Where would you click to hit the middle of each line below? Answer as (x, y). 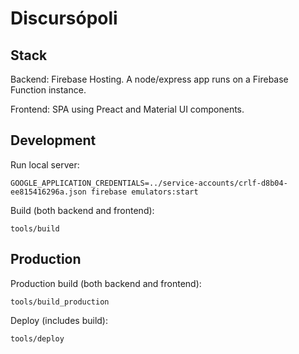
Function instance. (48, 90)
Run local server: (45, 164)
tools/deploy (37, 338)
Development (53, 140)
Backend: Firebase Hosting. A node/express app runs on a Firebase (149, 79)
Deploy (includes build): (59, 320)
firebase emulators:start (144, 192)
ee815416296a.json (48, 192)
